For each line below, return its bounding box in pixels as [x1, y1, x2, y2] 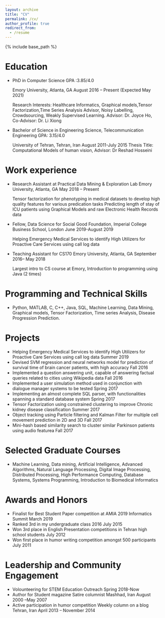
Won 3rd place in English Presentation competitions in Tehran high [12, 526, 148, 532]
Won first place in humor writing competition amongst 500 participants [12, 537, 156, 543]
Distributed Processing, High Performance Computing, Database [12, 472, 144, 478]
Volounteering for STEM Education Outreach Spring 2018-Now [12, 586, 139, 592]
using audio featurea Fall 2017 [12, 427, 73, 433]
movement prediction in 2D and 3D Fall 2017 [12, 417, 102, 423]
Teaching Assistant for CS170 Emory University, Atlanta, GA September [12, 251, 157, 257]
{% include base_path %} [5, 44, 57, 49]
